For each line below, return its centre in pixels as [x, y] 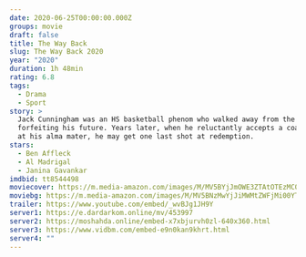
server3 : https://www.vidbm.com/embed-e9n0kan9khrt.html [120, 230]
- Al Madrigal [44, 162]
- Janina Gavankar [53, 170]
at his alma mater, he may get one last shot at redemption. [136, 137]
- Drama [32, 94]
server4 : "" [32, 238]
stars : [22, 145]
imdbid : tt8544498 [44, 179]
